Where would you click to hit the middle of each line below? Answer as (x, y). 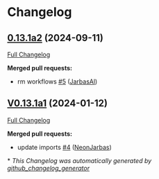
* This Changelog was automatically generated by (79, 160)
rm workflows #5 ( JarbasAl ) (57, 81)
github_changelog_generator (49, 168)
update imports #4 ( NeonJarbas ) (65, 147)
